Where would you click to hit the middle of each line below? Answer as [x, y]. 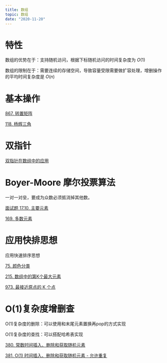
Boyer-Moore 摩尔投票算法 [60, 183]
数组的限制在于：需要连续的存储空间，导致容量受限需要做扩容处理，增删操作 [83, 71]
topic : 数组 [17, 14]
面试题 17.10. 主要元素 [27, 208]
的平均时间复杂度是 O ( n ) [30, 77]
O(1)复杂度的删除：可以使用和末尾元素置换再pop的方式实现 [66, 324]
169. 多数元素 [19, 219]
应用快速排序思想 [23, 255]
